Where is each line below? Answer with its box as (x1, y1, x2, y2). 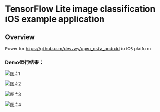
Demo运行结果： (5, 59, 44, 65)
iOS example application (5, 14, 105, 25)
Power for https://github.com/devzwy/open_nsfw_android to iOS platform (5, 46, 151, 51)
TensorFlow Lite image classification (5, 3, 156, 15)
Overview (5, 33, 35, 41)
